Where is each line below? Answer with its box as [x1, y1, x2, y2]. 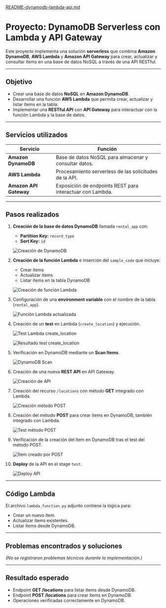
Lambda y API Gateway [5, 32, 102, 43]
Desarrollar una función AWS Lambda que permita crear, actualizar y [12, 96, 153, 102]
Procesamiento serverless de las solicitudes [56, 168, 158, 175]
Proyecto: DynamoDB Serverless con [5, 22, 161, 33]
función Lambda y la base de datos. [12, 112, 86, 118]
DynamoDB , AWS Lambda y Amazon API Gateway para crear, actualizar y [5, 53, 158, 59]
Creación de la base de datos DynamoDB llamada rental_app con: [12, 223, 148, 229]
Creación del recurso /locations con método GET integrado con [12, 388, 144, 394]
